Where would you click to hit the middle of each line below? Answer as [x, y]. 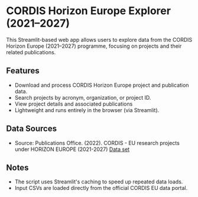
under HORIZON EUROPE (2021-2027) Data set [72, 149]
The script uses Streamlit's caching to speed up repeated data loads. [99, 182]
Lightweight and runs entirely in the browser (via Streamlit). [87, 110]
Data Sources [32, 129]
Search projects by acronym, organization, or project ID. [83, 97]
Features [23, 71]
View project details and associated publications [74, 104]
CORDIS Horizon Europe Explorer [89, 11]
